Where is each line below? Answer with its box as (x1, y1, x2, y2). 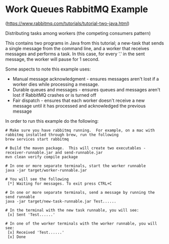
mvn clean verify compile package (5, 154, 78, 159)
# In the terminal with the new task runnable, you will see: (5, 207, 139, 213)
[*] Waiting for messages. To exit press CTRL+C (7, 181, 112, 186)
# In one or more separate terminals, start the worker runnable (5, 163, 146, 168)
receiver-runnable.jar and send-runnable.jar (5, 150, 103, 155)
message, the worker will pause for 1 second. (5, 56, 100, 62)
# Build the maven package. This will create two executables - (5, 146, 146, 151)
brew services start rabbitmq (5, 136, 69, 142)
